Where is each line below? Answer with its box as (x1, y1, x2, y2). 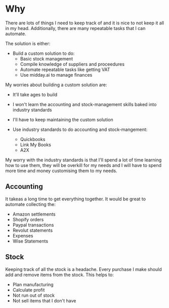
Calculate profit (12, 287, 45, 293)
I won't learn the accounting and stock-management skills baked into (12, 101, 157, 107)
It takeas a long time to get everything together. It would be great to (5, 196, 146, 202)
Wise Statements (12, 238, 49, 244)
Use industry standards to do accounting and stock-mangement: (12, 126, 148, 132)
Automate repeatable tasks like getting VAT (20, 66, 110, 73)
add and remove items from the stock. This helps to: (5, 271, 114, 278)
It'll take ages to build (12, 91, 58, 97)
